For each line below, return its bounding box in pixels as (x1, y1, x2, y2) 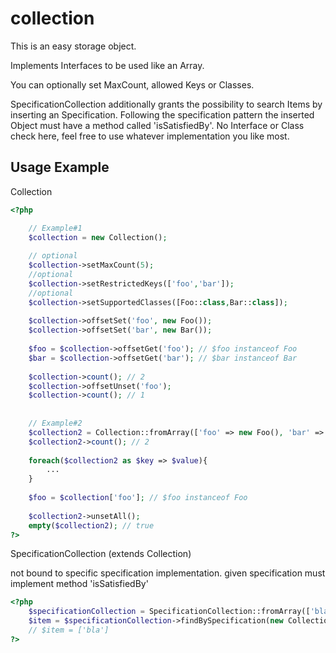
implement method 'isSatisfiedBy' (10, 578, 149, 590)
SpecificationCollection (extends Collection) (10, 548, 192, 560)
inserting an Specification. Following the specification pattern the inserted (10, 108, 315, 121)
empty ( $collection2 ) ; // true (28, 520, 155, 531)
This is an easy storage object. (10, 40, 137, 52)
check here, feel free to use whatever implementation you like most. (10, 130, 290, 142)
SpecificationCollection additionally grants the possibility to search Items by (10, 98, 323, 110)
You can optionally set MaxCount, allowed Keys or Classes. (10, 78, 255, 91)
